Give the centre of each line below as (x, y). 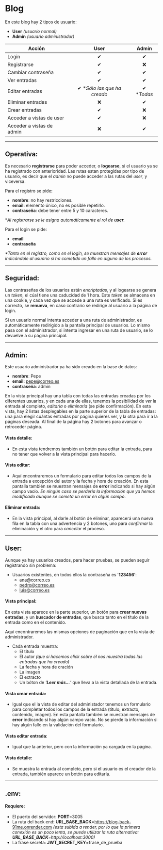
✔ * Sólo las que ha (99, 88)
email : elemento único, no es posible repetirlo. (58, 205)
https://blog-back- (113, 822)
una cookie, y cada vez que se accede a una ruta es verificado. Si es (74, 300)
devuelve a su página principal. (36, 335)
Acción (37, 48)
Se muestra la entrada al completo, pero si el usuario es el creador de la (84, 768)
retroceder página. (24, 427)
